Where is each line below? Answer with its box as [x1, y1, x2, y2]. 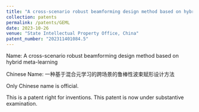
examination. [6, 100, 37, 107]
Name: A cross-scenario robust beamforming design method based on [6, 52, 179, 59]
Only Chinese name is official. [6, 83, 79, 89]
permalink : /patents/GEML [6, 19, 70, 25]
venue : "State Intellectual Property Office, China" [6, 31, 139, 37]
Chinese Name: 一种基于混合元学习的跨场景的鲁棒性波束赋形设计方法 [6, 71, 175, 77]
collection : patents [6, 14, 57, 20]
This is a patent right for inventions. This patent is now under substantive [6, 94, 184, 101]
